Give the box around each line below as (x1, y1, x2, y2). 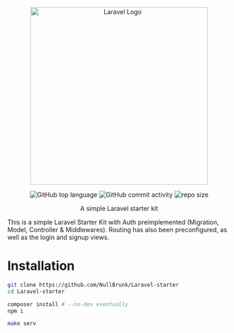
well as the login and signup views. (7, 233, 110, 241)
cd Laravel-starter (7, 288, 65, 295)
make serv (7, 320, 37, 327)
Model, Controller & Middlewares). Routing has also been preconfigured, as (7, 226, 228, 234)
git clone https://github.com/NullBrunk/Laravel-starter (7, 281, 179, 288)
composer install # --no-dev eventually (7, 300, 129, 308)
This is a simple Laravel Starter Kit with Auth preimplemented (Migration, (7, 218, 220, 226)
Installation (7, 258, 75, 274)
